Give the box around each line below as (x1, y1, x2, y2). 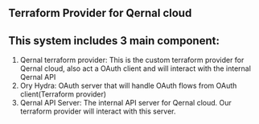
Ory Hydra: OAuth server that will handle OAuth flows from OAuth (19, 81, 237, 91)
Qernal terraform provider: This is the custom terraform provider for (19, 56, 245, 65)
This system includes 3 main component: (8, 34, 220, 48)
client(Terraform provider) (19, 89, 107, 99)
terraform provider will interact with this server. (19, 106, 176, 116)
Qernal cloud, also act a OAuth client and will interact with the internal (19, 64, 252, 73)
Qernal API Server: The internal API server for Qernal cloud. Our (19, 98, 232, 108)
